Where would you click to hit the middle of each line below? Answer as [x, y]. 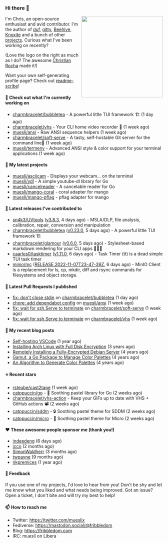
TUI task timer [27, 259]
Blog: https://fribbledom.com [42, 531]
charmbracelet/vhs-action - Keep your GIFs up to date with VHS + [80, 398]
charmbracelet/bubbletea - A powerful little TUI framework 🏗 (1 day [83, 114]
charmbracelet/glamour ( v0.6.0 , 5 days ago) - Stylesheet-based [78, 243]
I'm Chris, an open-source [32, 19]
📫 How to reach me [26, 507]
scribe [12, 86]
